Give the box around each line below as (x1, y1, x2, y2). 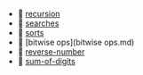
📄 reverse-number (17, 46, 85, 57)
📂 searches (17, 18, 60, 29)
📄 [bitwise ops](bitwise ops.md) (17, 37, 135, 47)
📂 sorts (17, 28, 44, 37)
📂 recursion (17, 9, 60, 19)
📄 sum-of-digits (17, 56, 75, 66)
